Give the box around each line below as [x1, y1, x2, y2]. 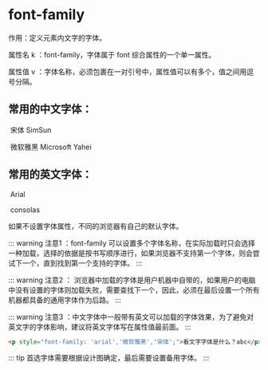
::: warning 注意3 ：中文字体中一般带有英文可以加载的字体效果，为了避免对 [8, 312, 254, 321]
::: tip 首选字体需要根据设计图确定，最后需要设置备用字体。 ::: [8, 353, 210, 363]
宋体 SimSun [10, 125, 52, 135]
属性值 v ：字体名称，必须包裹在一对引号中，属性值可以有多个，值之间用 [8, 66, 247, 77]
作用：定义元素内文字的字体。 [8, 33, 106, 42]
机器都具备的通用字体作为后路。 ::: [8, 295, 122, 305]
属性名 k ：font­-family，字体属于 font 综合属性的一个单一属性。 [8, 49, 216, 59]
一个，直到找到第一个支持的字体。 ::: [22, 258, 143, 268]
